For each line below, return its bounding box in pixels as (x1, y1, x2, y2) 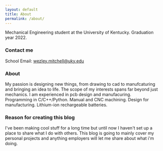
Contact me (5, 47, 34, 54)
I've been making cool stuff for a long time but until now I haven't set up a (5, 125, 153, 131)
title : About (5, 12, 32, 17)
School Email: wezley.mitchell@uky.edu (5, 58, 84, 64)
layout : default (5, 7, 38, 12)
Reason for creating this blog (5, 114, 75, 121)
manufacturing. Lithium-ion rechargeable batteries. (5, 102, 108, 108)
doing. (5, 141, 18, 147)
